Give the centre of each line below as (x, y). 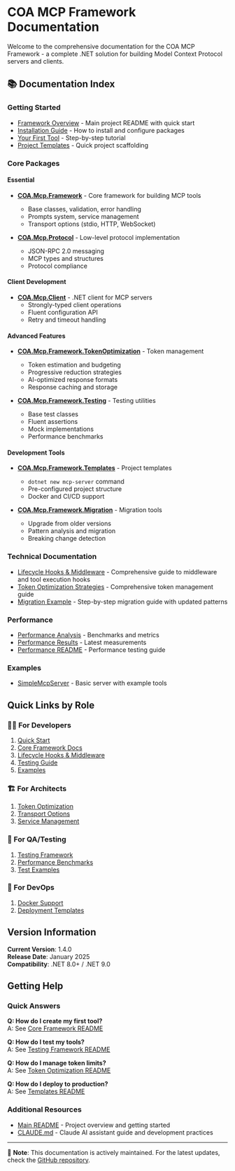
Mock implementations (61, 429)
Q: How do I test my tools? (46, 1042)
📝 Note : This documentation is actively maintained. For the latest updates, (114, 1152)
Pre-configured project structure (75, 489)
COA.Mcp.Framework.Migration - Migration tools (90, 510)
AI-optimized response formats (73, 380)
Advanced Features (36, 336)
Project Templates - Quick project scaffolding (83, 145)
